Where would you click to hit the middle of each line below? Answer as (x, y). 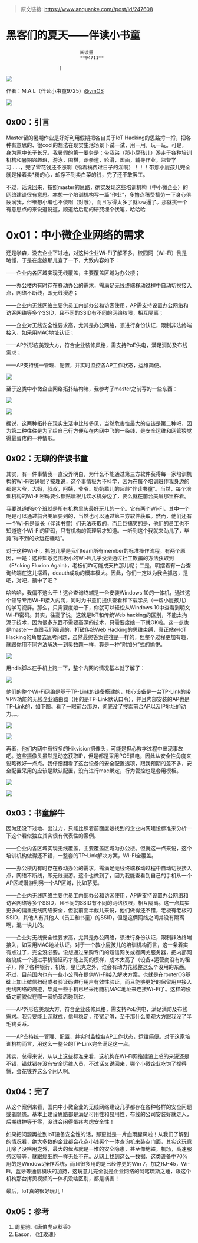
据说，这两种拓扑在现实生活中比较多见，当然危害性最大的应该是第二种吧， (96, 423)
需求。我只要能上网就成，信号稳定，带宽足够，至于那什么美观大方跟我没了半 (99, 1017)
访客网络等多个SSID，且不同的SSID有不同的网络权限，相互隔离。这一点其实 (98, 903)
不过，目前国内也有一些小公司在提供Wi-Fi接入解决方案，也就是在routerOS (96, 974)
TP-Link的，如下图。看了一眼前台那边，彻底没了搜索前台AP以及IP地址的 (94, 706)
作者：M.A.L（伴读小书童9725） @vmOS (55, 90)
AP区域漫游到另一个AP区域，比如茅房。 (55, 883)
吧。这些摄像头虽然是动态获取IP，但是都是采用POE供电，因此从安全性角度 (96, 756)
